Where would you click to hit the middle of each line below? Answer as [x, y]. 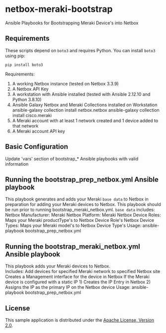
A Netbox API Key [30, 89]
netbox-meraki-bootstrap [59, 9]
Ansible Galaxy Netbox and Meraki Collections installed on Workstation [85, 105]
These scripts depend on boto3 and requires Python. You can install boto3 [80, 50]
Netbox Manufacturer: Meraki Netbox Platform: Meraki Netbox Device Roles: [83, 215]
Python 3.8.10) [27, 99]
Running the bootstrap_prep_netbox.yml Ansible [82, 179]
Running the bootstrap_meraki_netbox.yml [73, 246]
